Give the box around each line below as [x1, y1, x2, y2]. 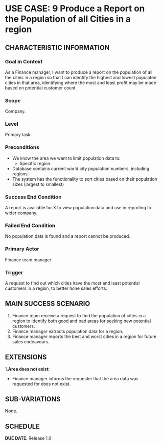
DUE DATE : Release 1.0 [5, 435, 51, 441]
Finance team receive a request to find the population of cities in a [12, 312, 146, 318]
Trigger [5, 269, 23, 276]
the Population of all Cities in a [5, 13, 131, 25]
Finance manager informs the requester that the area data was [12, 375, 139, 381]
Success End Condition [5, 194, 62, 200]
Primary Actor [5, 246, 39, 252]
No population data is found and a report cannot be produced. [5, 233, 131, 239]
